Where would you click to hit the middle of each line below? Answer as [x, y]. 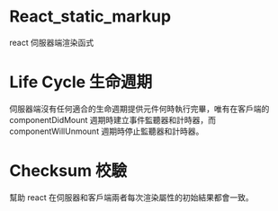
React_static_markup [90, 17]
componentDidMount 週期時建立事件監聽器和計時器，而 [113, 119]
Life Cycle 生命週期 [81, 82]
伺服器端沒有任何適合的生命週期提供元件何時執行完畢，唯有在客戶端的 [139, 109]
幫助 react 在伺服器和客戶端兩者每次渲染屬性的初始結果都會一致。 [131, 197]
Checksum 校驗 [68, 171]
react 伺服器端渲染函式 [52, 42]
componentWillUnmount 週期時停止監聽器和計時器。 [107, 131]
